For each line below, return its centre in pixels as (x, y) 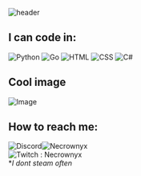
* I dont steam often (40, 163)
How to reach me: (53, 127)
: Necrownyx (61, 155)
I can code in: (42, 37)
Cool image (37, 82)
